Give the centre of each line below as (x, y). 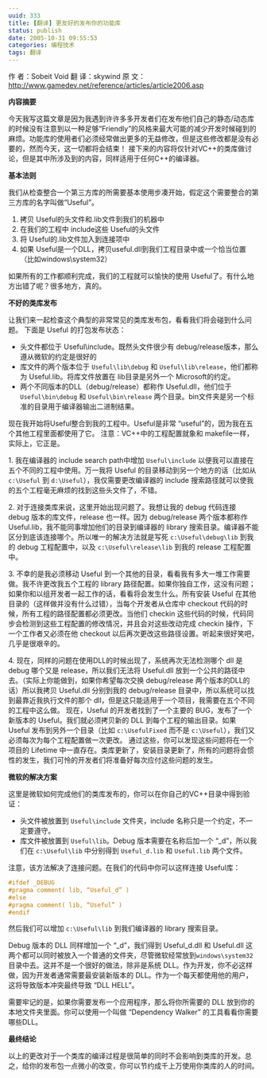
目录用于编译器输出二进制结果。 (86, 406)
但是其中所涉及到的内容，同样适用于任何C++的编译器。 (113, 159)
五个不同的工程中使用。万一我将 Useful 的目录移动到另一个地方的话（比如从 (132, 470)
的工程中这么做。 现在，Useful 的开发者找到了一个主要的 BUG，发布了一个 (130, 710)
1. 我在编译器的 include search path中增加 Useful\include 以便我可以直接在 (131, 460)
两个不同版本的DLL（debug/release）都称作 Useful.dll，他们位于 (126, 386)
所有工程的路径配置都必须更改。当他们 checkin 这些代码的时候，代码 (134, 613)
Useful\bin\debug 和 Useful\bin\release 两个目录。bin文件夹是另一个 (133, 396)
